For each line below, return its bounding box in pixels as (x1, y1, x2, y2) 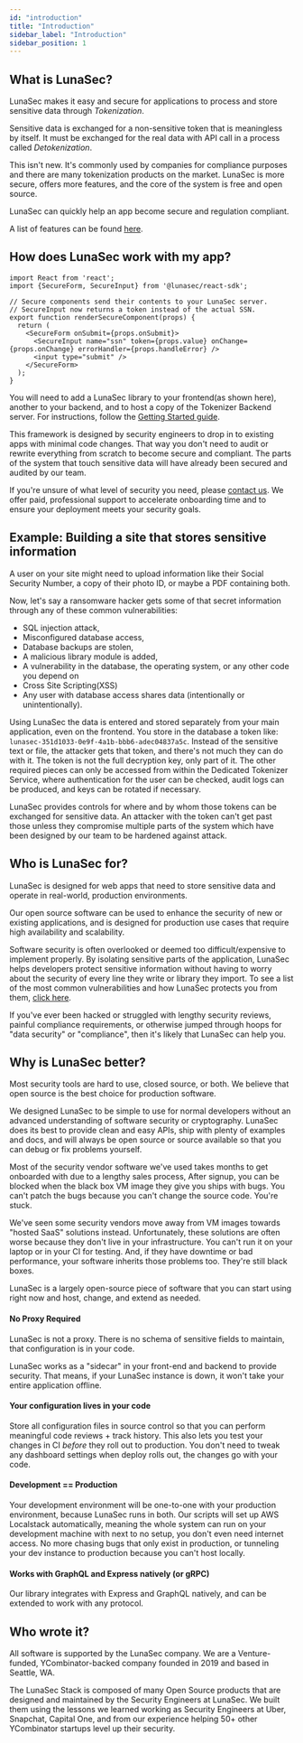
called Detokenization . (9, 142, 93, 154)
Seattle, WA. (9, 1667, 56, 1678)
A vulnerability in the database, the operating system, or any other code (22, 660, 290, 671)
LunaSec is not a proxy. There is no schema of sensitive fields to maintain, (9, 1333, 286, 1344)
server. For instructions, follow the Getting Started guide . (9, 411, 221, 422)
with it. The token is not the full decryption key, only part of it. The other (9, 755, 277, 766)
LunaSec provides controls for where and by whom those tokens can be (9, 801, 277, 812)
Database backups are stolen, (22, 641, 133, 652)
